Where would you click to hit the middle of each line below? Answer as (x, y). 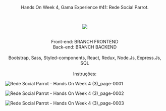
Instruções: (85, 74)
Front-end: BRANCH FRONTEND (85, 42)
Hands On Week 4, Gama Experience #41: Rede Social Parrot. (85, 7)
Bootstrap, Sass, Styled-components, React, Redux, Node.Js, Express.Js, (85, 58)
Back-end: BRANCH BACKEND (85, 47)
